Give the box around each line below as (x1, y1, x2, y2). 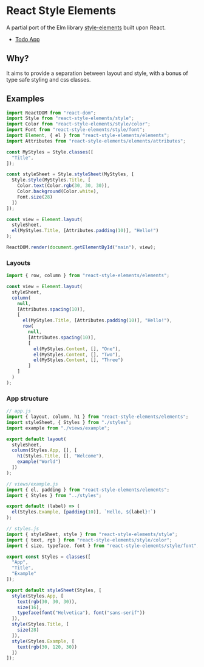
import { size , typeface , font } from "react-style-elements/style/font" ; (6, 543, 200, 549)
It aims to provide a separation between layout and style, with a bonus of (6, 69, 188, 77)
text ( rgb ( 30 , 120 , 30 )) (17, 644, 78, 650)
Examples (6, 94, 44, 104)
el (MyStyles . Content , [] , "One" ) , (33, 345, 121, 352)
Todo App (15, 35, 40, 43)
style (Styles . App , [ (12, 593, 64, 599)
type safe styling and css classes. (6, 76, 91, 83)
